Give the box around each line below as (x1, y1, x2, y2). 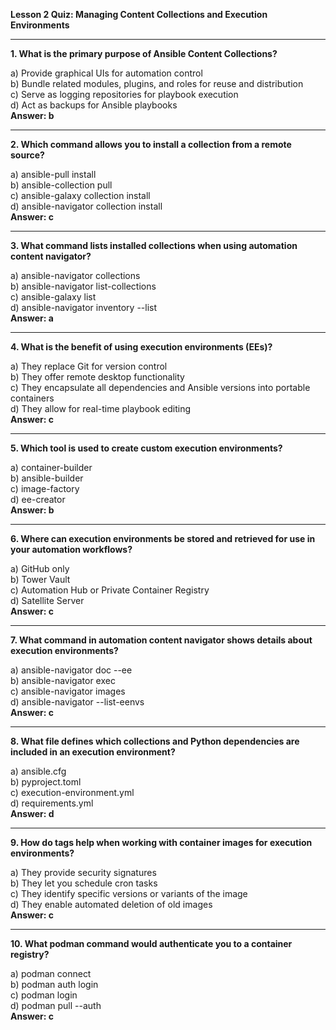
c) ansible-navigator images (10, 685, 126, 697)
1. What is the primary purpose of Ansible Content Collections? (10, 48, 278, 59)
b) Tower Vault (10, 574, 71, 585)
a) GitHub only (10, 563, 70, 574)
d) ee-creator (10, 494, 66, 505)
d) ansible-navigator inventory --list (10, 302, 158, 313)
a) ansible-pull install (10, 169, 97, 180)
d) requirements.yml (10, 797, 94, 809)
